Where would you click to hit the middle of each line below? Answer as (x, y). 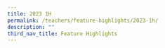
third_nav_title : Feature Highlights (62, 34)
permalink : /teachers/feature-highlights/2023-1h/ (83, 20)
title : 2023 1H (29, 14)
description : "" (31, 27)
